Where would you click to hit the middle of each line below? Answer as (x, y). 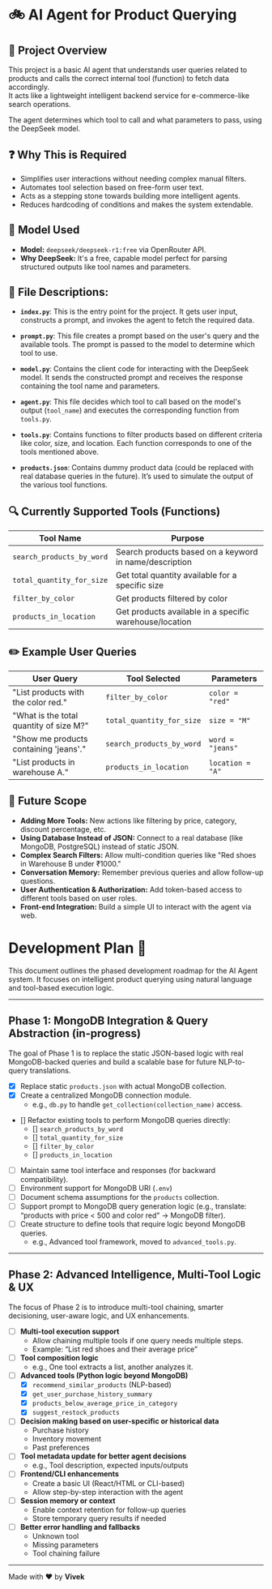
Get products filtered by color (172, 598)
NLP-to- (232, 1061)
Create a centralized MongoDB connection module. (106, 1095)
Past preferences (61, 1448)
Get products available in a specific (183, 612)
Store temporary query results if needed (99, 1518)
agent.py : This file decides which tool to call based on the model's (130, 402)
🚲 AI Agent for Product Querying (123, 15)
